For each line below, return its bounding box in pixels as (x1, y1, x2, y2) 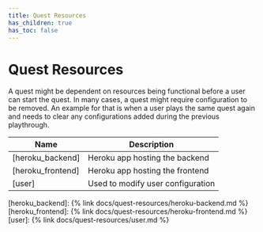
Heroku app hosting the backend (88, 152, 209, 163)
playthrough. (8, 120, 50, 130)
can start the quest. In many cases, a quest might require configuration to (8, 95, 247, 105)
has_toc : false (8, 26, 58, 34)
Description (129, 139, 175, 150)
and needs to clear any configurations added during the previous (8, 112, 220, 121)
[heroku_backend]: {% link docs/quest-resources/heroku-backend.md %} (8, 199, 249, 208)
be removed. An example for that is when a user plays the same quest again (8, 104, 255, 113)
